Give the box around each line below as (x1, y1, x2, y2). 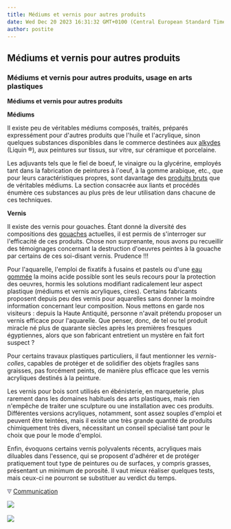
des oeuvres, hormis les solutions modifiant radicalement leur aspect (7, 280, 203, 288)
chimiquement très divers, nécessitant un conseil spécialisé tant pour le (7, 424, 210, 432)
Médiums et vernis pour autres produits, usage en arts (7, 72, 192, 82)
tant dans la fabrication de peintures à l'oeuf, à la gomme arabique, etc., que (7, 166, 223, 175)
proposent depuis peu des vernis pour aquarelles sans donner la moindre (7, 295, 215, 303)
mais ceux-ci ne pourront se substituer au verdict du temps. (7, 474, 177, 482)
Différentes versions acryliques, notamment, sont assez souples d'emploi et (7, 409, 222, 417)
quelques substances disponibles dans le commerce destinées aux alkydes (7, 139, 221, 147)
